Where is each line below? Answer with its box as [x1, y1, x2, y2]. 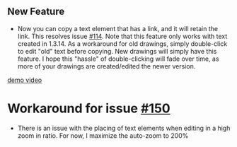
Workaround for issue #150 [7, 100, 171, 116]
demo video [7, 76, 42, 84]
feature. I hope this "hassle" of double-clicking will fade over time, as [17, 54, 219, 63]
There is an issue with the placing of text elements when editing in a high [17, 124, 231, 132]
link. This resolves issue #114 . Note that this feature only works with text [17, 32, 228, 40]
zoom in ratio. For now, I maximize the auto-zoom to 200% [17, 131, 189, 140]
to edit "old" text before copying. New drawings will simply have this [17, 47, 217, 55]
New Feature [7, 6, 65, 18]
